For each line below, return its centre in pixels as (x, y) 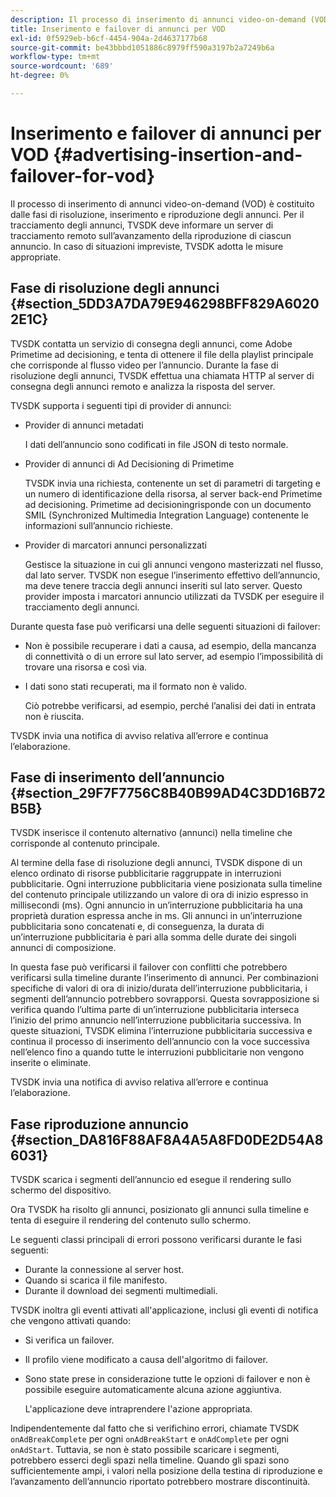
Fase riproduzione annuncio (99, 1124)
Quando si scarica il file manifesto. (96, 1280)
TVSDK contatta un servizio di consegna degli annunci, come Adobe (151, 343)
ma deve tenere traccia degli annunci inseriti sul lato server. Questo (163, 585)
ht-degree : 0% (40, 76)
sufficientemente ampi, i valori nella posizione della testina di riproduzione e (166, 1471)
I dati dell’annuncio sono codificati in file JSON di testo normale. (156, 444)
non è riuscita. (54, 716)
